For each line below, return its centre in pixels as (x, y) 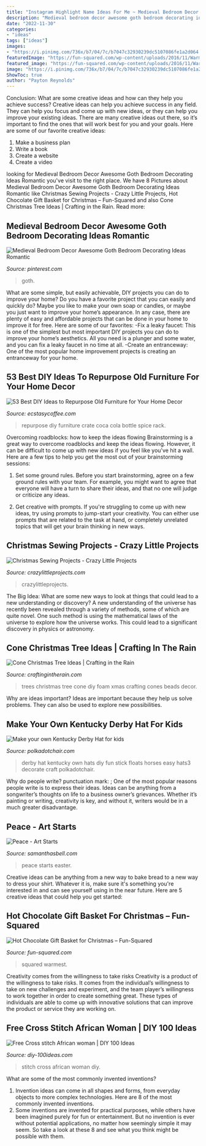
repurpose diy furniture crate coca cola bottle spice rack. (93, 425)
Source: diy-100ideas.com (40, 1054)
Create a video (34, 162)
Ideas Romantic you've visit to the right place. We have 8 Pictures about (97, 181)
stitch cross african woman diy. (61, 1067)
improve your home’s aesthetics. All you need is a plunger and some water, (101, 338)
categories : (21, 29)
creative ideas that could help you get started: (64, 897)
